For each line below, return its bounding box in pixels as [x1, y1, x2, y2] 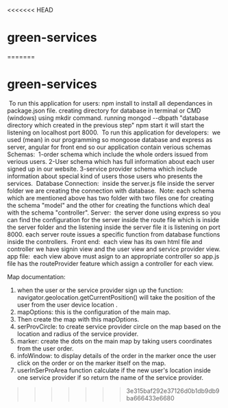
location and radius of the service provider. [16, 329, 139, 338]
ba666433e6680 [126, 394, 175, 402]
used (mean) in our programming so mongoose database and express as [7, 135, 213, 143]
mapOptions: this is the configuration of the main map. [16, 308, 171, 316]
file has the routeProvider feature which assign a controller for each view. [7, 259, 214, 267]
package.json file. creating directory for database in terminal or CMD [7, 106, 201, 115]
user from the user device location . [16, 300, 118, 309]
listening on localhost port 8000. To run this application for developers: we [7, 128, 221, 136]
